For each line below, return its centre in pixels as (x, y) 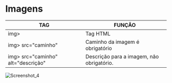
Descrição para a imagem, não (122, 57)
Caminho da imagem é (112, 42)
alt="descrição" (27, 63)
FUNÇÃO (125, 25)
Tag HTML (98, 34)
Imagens (24, 9)
